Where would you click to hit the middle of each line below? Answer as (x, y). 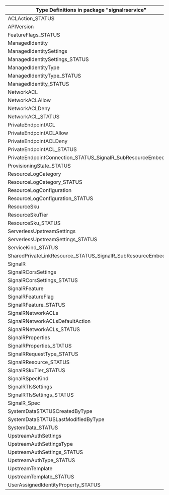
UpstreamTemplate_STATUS (41, 477)
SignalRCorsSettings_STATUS (43, 280)
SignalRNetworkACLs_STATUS (44, 329)
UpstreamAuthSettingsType (40, 444)
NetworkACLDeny (29, 109)
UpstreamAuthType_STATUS (41, 460)
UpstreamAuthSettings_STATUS (46, 452)
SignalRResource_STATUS (39, 362)
